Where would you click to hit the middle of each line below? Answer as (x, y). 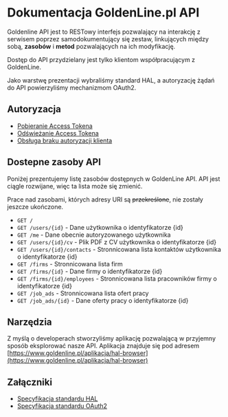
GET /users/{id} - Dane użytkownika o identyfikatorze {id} (100, 227)
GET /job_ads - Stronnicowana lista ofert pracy (83, 293)
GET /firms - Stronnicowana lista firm (70, 264)
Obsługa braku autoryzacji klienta (65, 140)
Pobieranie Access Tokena (55, 126)
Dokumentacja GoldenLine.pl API (103, 13)
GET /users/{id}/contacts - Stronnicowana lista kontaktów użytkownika (119, 249)
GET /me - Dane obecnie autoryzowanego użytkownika (94, 235)
